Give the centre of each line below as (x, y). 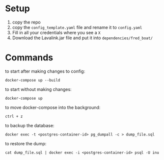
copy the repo (26, 22)
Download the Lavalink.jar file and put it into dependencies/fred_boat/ (82, 38)
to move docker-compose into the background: (53, 107)
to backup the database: (30, 125)
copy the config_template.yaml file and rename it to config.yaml (77, 27)
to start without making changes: (39, 89)
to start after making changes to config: (45, 71)
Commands (29, 58)
